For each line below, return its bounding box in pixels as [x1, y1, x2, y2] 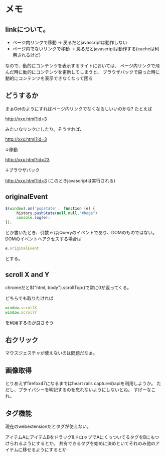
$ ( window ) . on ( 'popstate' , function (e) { [5, 206, 95, 211]
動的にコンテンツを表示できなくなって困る [5, 75, 93, 81]
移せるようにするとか [22, 447, 67, 452]
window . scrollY [5, 310, 37, 315]
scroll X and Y [5, 270, 50, 279]
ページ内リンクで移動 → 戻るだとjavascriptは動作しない [12, 40, 127, 45]
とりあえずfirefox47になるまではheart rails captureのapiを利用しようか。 [5, 381, 156, 387]
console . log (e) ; [16, 215, 51, 220]
